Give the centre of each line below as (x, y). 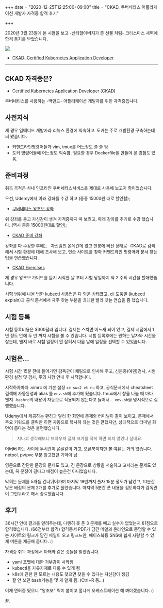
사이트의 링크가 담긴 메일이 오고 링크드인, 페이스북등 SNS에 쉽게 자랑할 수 (80, 535)
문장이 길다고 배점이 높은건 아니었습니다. (58, 471)
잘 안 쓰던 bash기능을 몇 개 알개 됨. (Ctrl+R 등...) (58, 580)
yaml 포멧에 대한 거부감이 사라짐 (43, 562)
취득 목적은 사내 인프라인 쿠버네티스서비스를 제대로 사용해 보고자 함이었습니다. (79, 188)
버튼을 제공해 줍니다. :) (32, 541)
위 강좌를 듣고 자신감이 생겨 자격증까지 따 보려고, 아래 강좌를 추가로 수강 (73, 219)
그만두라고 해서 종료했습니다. (37, 494)
